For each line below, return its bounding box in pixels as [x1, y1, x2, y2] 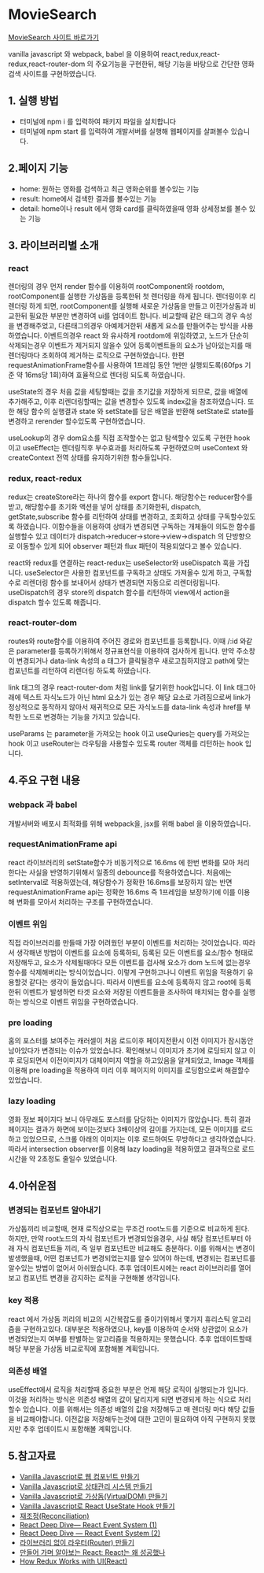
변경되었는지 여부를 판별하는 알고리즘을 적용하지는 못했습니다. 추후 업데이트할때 [8, 1334, 252, 1343]
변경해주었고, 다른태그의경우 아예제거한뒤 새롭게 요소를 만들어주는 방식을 [16, 321, 240, 331]
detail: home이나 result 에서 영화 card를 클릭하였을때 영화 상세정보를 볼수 [19, 203, 247, 213]
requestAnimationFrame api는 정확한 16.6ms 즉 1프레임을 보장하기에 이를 [8, 887, 236, 897]
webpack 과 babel [8, 799, 78, 810]
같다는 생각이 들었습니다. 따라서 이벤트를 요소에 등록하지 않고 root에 [28, 978, 237, 987]
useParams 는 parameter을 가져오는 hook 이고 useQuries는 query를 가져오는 [8, 728, 250, 738]
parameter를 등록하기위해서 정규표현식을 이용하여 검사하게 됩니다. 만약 [16, 646, 235, 655]
